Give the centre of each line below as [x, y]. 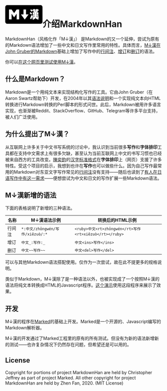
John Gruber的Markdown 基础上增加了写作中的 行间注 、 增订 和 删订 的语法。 [81, 51]
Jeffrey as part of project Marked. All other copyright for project [71, 378]
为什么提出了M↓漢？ [37, 134]
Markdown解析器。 [25, 327]
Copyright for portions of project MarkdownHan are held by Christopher [79, 372]
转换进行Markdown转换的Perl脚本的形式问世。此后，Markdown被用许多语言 [83, 104]
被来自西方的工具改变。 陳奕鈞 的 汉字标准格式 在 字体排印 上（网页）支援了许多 [83, 159]
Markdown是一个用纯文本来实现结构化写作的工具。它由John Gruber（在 [79, 92]
